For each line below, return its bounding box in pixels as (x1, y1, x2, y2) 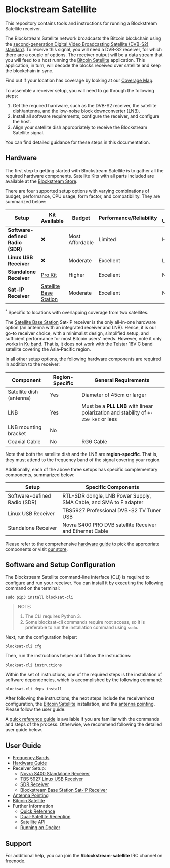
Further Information (12, 803, 54, 809)
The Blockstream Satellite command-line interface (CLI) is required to (5, 574, 150, 580)
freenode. (5, 858, 26, 864)
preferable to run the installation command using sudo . (25, 624, 138, 630)
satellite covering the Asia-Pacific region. (5, 346, 91, 352)
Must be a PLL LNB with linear (81, 402, 153, 409)
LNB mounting (8, 424, 42, 431)
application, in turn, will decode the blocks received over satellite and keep (5, 62, 161, 68)
